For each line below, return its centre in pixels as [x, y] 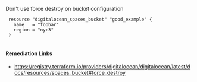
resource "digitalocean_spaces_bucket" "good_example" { [80, 20]
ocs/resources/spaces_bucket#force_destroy [70, 73]
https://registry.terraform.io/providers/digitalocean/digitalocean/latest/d [102, 67]
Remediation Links [29, 53]
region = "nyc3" [34, 30]
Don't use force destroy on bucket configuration [65, 9]
